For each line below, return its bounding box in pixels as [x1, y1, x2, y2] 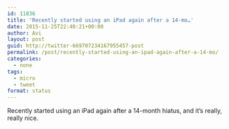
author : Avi [7, 29, 42, 37]
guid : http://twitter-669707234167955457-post [7, 42, 144, 49]
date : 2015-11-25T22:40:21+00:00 [7, 23, 104, 30]
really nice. [7, 114, 39, 122]
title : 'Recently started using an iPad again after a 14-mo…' [7, 17, 194, 24]
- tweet [13, 81, 36, 88]
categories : [7, 55, 42, 62]
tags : [7, 68, 23, 75]
